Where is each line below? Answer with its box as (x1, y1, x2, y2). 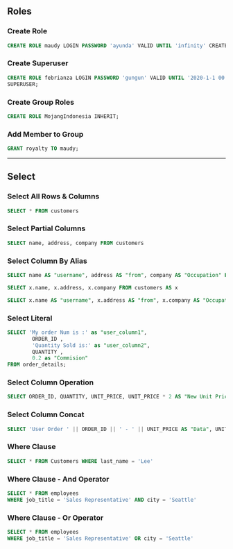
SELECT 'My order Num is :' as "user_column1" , (7, 329, 148, 336)
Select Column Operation (7, 378, 94, 387)
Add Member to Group (7, 129, 84, 139)
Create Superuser (7, 58, 69, 68)
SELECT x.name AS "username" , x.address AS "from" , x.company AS (7, 296, 200, 304)
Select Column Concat (7, 409, 85, 419)
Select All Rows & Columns (7, 192, 100, 201)
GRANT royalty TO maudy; (7, 145, 79, 152)
